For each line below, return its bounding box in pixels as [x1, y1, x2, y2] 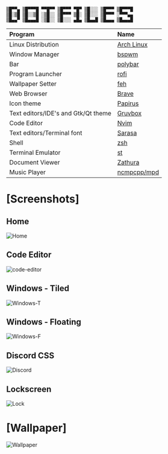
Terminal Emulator [9, 149, 61, 157]
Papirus [117, 99, 139, 108]
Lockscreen [6, 384, 52, 394]
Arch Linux [117, 41, 148, 48]
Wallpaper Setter [9, 80, 57, 88]
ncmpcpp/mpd [117, 168, 160, 176]
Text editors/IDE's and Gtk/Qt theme [9, 109, 111, 117]
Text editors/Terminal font [9, 129, 82, 137]
